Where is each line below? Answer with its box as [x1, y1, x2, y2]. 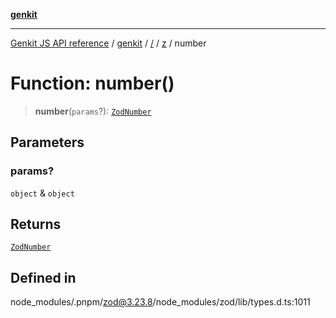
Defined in [10, 269, 77, 286]
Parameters [10, 134, 85, 151]
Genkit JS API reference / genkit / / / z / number [10, 37, 207, 49]
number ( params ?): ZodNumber [34, 105, 152, 117]
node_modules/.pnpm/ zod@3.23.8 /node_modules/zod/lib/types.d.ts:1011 [10, 296, 311, 308]
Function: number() [10, 72, 175, 95]
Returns [10, 216, 62, 233]
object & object [10, 187, 75, 199]
